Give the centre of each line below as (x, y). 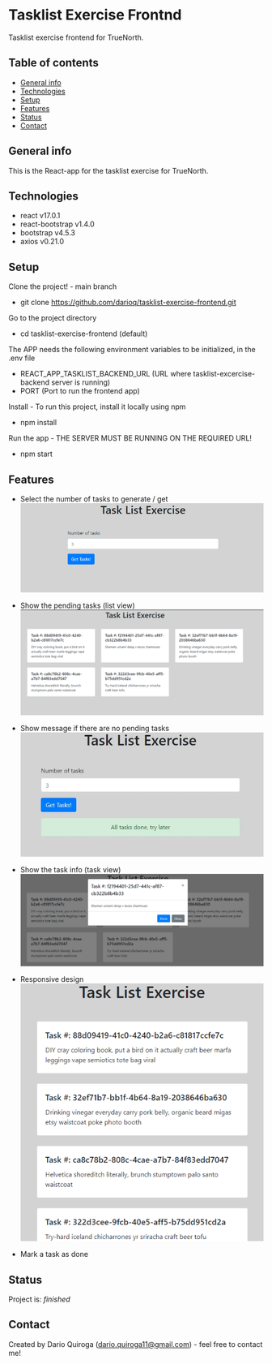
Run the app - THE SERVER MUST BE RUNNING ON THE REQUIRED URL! (130, 438)
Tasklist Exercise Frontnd (95, 15)
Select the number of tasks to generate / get (94, 499)
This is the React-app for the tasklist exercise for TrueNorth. (108, 170)
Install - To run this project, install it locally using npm (97, 407)
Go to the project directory (53, 318)
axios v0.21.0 (42, 242)
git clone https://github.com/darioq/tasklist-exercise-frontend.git (128, 303)
